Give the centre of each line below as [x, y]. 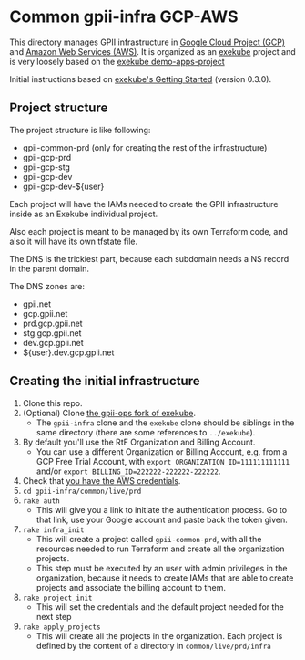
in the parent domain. [49, 268]
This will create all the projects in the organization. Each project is [159, 635]
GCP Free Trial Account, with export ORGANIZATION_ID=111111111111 [163, 461]
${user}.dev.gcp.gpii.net [68, 352]
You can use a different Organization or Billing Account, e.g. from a [162, 451]
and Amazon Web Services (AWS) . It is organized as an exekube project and [152, 51]
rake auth [41, 501]
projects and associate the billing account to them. [131, 587]
